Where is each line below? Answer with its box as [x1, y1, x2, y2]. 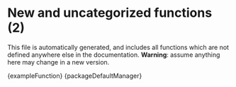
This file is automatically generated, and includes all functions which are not [7, 43, 229, 51]
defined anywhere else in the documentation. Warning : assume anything [7, 51, 220, 59]
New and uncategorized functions [7, 5, 213, 21]
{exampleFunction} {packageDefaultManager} [7, 72, 142, 80]
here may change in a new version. [7, 58, 110, 66]
